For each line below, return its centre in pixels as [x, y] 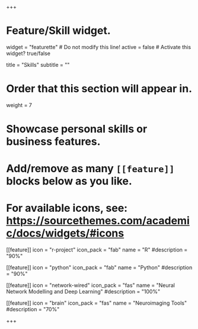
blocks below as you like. [69, 181]
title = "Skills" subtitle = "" [38, 64]
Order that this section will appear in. [99, 89]
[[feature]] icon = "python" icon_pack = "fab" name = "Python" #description [99, 267]
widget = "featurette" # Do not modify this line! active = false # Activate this [99, 47]
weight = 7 [19, 105]
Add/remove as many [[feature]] [90, 169]
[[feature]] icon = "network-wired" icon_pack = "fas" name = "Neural [91, 285]
